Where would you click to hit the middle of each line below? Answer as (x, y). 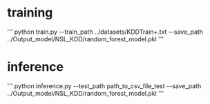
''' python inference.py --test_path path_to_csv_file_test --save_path (104, 86)
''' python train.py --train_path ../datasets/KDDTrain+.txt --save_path (105, 32)
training (30, 13)
